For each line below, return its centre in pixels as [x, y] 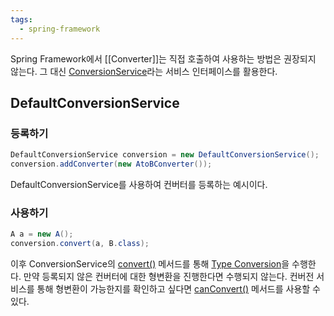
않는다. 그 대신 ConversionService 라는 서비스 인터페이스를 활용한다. [144, 71]
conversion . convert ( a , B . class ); [80, 244]
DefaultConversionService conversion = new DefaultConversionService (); [165, 155]
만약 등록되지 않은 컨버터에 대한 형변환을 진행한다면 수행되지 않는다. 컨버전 [169, 276]
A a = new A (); [42, 234]
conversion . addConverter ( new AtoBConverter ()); [111, 164]
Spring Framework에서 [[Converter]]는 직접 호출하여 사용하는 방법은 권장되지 [163, 58]
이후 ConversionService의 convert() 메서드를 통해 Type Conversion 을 [150, 263]
